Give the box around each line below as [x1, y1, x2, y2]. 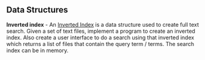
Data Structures [6, 5, 69, 15]
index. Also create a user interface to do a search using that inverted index [6, 33, 195, 41]
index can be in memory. [6, 47, 69, 54]
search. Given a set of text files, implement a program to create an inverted [6, 27, 196, 35]
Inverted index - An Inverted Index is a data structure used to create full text [6, 21, 199, 28]
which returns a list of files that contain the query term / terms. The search [6, 40, 195, 47]
